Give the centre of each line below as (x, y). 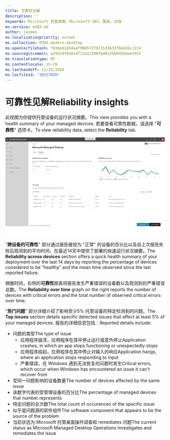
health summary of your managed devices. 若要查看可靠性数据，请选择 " (81, 124)
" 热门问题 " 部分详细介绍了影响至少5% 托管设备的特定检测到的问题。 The (80, 311)
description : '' (22, 16)
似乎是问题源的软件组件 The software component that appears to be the (87, 411)
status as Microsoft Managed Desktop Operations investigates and (82, 428)
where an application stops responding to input (69, 357)
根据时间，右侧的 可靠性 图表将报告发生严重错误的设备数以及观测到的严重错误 (85, 283)
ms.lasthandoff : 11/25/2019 (35, 70)
